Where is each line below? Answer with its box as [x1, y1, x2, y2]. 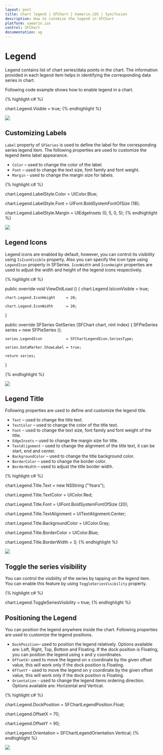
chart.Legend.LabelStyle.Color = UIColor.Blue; [5, 191, 98, 197]
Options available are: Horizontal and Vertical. [12, 683, 104, 688]
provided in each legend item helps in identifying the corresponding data [5, 72, 151, 78]
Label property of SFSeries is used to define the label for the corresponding [5, 142, 157, 148]
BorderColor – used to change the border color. [12, 458, 107, 464]
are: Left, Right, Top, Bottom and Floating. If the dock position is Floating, [12, 647, 159, 652]
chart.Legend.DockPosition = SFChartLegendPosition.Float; [5, 702, 125, 707]
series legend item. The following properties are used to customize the [5, 147, 147, 153]
